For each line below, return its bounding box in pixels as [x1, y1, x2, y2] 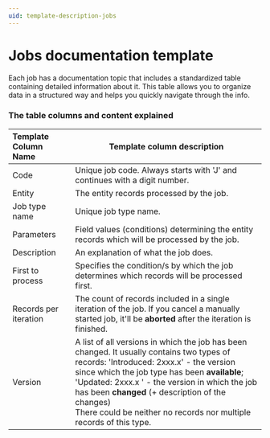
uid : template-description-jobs [8, 11, 117, 20]
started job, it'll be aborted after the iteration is [75, 313, 252, 324]
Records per [12, 303, 59, 314]
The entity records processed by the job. [75, 187, 229, 199]
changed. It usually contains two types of [75, 346, 231, 358]
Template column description [108, 141, 224, 152]
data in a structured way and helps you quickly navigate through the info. [8, 90, 251, 100]
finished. [75, 323, 108, 334]
